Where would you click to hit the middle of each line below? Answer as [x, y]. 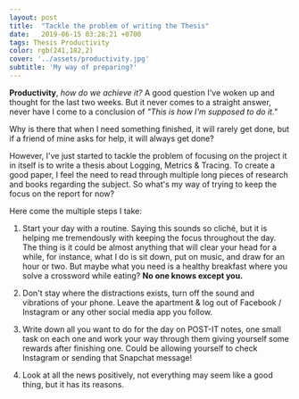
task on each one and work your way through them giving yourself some [156, 338]
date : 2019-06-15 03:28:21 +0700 [75, 34]
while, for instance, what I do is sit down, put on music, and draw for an [154, 256]
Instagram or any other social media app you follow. [117, 312]
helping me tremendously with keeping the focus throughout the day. [149, 237]
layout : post [33, 17]
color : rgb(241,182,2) [51, 51]
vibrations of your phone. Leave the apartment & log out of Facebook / [152, 302]
